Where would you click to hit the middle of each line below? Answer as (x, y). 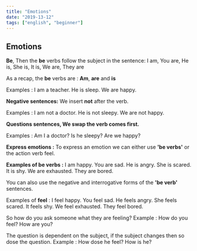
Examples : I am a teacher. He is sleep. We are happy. (71, 90)
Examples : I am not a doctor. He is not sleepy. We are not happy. (85, 113)
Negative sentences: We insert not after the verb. (67, 102)
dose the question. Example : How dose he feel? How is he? (79, 242)
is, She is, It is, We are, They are (45, 67)
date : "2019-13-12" (30, 17)
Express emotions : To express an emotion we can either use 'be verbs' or (98, 147)
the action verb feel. (30, 154)
